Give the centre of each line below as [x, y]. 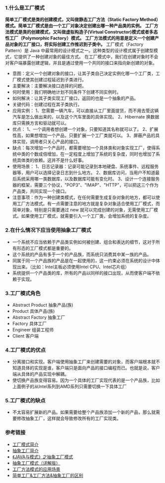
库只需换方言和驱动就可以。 [41, 123]
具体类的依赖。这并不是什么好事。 [52, 160]
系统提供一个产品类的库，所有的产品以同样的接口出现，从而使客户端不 [84, 273]
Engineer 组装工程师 [33, 330]
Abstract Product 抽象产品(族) [43, 305]
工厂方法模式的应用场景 [36, 469]
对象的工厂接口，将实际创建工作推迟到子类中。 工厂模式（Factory [76, 44]
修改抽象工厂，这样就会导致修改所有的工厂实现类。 [69, 419]
